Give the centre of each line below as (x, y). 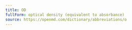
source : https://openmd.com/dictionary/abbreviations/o (66, 19)
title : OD (16, 10)
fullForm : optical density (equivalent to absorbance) (65, 15)
